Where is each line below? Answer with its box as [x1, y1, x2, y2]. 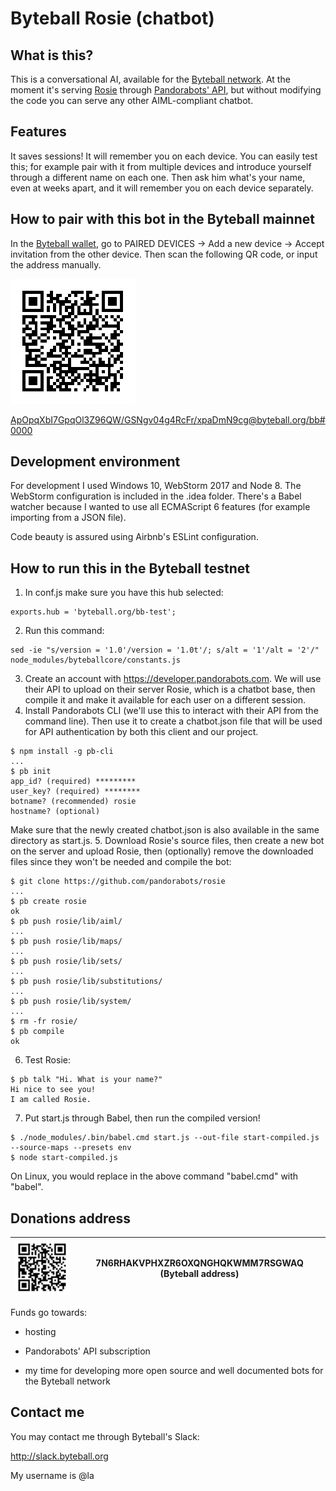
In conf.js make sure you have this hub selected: [24, 587, 224, 599]
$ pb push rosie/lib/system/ [10, 997, 132, 1007]
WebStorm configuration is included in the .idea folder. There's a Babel [10, 490, 302, 502]
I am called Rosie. [10, 1095, 92, 1105]
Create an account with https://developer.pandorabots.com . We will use [24, 673, 322, 685]
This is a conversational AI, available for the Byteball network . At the [10, 73, 291, 85]
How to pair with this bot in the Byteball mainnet [10, 211, 315, 228]
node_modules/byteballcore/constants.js [10, 655, 182, 666]
